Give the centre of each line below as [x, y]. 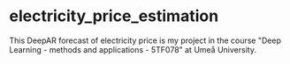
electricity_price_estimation [114, 16]
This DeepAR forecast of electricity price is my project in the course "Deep [145, 40]
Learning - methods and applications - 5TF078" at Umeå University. [133, 49]
